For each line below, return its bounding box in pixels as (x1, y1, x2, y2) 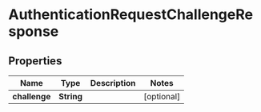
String (58, 91, 82, 102)
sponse (8, 22, 59, 41)
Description (90, 78, 136, 88)
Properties (8, 54, 62, 68)
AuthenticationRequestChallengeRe (8, 6, 254, 24)
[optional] (143, 91, 181, 102)
